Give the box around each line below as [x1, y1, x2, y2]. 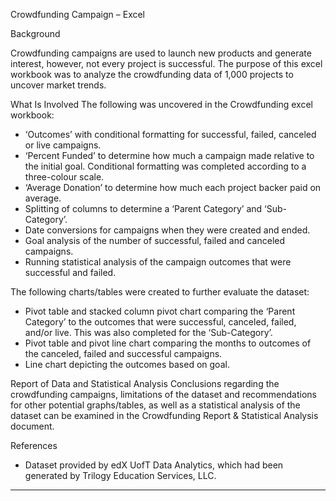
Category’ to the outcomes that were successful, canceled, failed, [24, 316, 297, 328]
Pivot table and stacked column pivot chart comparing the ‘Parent [24, 305, 296, 317]
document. [10, 420, 55, 432]
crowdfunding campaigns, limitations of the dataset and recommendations [10, 389, 317, 400]
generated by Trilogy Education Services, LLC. [24, 470, 217, 481]
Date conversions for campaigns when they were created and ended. [24, 224, 311, 236]
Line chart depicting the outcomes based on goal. [24, 359, 230, 370]
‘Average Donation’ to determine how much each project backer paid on [24, 182, 322, 193]
